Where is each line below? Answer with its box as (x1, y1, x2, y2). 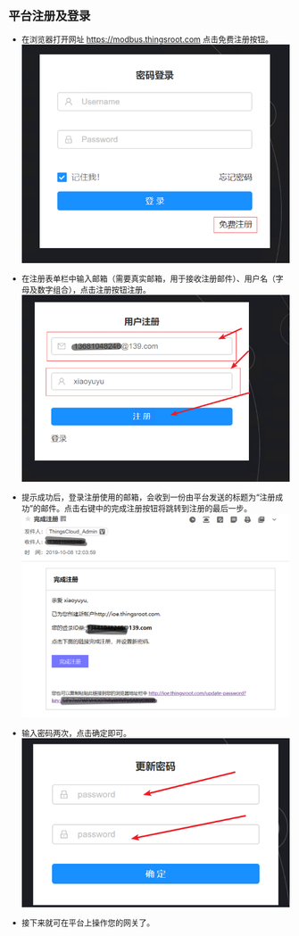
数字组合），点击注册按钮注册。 (37, 284, 151, 294)
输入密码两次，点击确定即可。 (21, 727, 131, 738)
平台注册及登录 (8, 8, 91, 24)
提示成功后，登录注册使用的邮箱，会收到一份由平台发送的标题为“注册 (21, 492, 276, 502)
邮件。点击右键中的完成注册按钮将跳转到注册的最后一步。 (40, 502, 252, 513)
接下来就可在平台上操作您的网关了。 (21, 917, 155, 928)
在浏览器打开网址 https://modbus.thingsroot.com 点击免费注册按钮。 (21, 34, 274, 45)
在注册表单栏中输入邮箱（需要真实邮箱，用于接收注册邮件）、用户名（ (21, 273, 276, 284)
